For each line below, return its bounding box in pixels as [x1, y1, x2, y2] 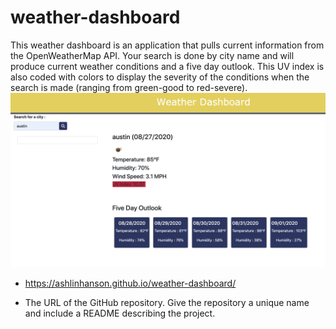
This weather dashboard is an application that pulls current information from [10, 39, 325, 51]
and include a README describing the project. [24, 307, 216, 319]
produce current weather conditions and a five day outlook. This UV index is [10, 60, 325, 72]
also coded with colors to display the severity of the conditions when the [10, 71, 310, 83]
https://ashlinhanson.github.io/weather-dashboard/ [24, 277, 237, 289]
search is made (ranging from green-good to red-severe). [10, 81, 248, 93]
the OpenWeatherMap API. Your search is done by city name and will [10, 49, 295, 61]
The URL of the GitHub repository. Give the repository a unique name [24, 296, 310, 308]
